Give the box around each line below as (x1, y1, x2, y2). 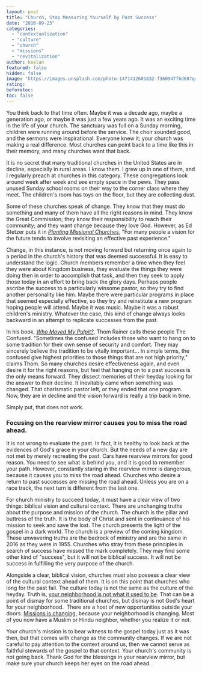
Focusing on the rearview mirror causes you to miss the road (6, 418, 188, 427)
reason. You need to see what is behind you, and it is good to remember (6, 459, 185, 466)
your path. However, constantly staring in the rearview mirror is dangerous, (6, 465, 192, 472)
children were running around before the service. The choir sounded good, (6, 128, 192, 135)
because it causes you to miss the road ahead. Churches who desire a (6, 472, 180, 479)
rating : (6, 82, 26, 88)
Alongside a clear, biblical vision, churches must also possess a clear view (6, 571, 191, 579)
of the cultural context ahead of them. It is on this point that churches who (6, 578, 190, 585)
